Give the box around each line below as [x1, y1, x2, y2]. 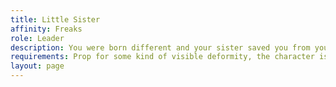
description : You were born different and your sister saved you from [10, 42, 311, 53]
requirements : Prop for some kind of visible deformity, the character [10, 52, 315, 62]
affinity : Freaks [10, 24, 83, 34]
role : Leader [10, 33, 65, 43]
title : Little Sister [10, 14, 101, 25]
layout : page [10, 61, 65, 71]
